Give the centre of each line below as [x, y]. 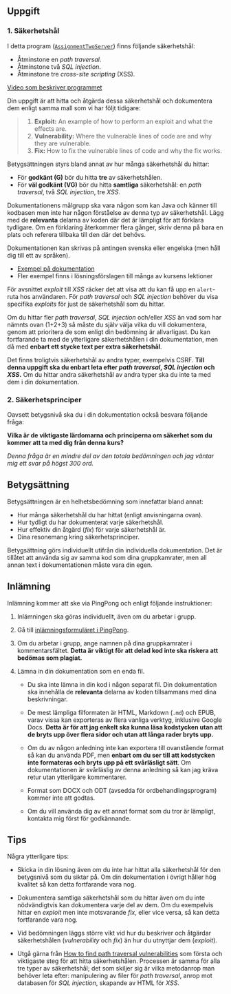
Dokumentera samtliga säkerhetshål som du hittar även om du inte [111, 898]
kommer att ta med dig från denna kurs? [66, 442]
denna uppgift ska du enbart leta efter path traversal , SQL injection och [111, 367]
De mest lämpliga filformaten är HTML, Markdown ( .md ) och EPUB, [121, 712]
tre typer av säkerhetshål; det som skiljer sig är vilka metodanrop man [116, 969]
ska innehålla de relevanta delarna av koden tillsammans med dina [122, 692]
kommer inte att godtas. [61, 798]
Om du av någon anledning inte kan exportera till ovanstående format [125, 747]
